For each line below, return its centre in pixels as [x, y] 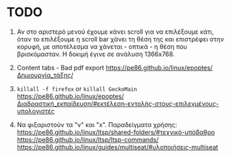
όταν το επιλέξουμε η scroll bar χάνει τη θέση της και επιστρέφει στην [120, 39]
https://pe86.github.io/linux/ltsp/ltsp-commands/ [88, 139]
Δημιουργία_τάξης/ [45, 75]
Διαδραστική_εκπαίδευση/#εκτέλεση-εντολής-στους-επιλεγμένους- [118, 103]
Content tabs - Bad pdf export [61, 67]
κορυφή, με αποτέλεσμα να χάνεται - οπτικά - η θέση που [102, 46]
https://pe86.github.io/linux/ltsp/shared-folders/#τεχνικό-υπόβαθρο [116, 132]
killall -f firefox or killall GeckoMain [77, 88]
